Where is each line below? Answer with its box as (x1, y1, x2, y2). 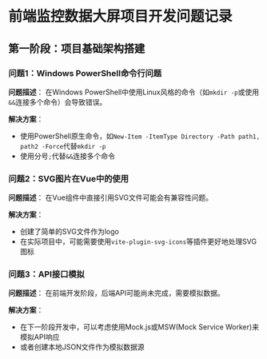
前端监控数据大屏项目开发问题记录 (8, 7, 233, 26)
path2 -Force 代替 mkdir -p (19, 141, 106, 150)
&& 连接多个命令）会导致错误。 (8, 97, 107, 106)
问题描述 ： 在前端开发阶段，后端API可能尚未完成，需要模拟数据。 (8, 289, 225, 298)
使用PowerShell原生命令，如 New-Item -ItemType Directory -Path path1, (19, 131, 261, 141)
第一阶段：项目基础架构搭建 (8, 42, 145, 55)
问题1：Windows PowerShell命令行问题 (8, 67, 162, 78)
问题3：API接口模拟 (8, 269, 86, 280)
